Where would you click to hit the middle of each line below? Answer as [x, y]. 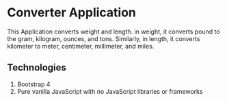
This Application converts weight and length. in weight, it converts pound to [113, 31]
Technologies [37, 67]
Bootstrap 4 [34, 84]
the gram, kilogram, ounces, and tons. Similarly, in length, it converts [104, 38]
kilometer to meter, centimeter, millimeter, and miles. [81, 46]
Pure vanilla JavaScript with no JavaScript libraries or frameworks [110, 91]
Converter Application [72, 13]
